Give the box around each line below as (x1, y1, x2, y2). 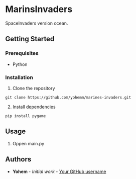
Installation (5, 74, 34, 81)
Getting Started (5, 35, 55, 43)
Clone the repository (12, 85, 55, 91)
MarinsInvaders (5, 4, 73, 15)
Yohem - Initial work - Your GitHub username (12, 168, 106, 174)
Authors (5, 155, 32, 164)
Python (12, 61, 28, 67)
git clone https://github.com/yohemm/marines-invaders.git (5, 95, 131, 100)
